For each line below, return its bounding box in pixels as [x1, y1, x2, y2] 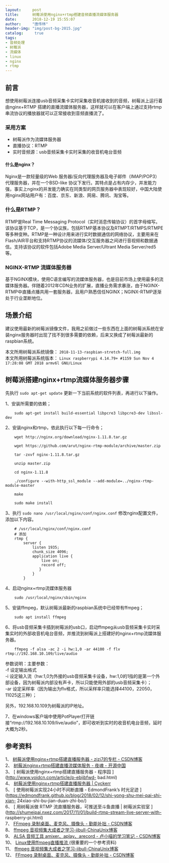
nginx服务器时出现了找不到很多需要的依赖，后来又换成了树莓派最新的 [9, 331, 153, 337]
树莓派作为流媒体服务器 [12, 136, 61, 142]
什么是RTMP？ [5, 206, 41, 213]
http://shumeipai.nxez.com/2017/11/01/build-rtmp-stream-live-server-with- [7, 809, 162, 815]
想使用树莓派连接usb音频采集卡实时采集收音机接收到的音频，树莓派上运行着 [5, 98, 163, 104]
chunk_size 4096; [32, 549, 69, 554]
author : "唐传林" [5, 21, 48, 27]
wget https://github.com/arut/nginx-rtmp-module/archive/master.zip [14, 443, 161, 448]
